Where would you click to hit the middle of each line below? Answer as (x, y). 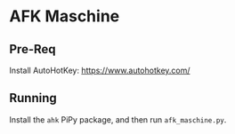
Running (33, 98)
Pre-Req (32, 49)
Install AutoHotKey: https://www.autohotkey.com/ (100, 70)
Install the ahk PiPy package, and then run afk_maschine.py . (118, 119)
